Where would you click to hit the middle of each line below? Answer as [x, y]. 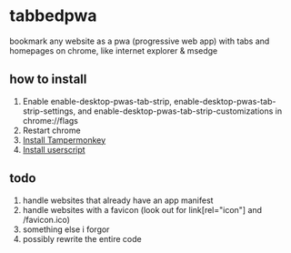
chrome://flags [50, 120]
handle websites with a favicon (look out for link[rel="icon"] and [142, 209]
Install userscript [54, 149]
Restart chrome [51, 130]
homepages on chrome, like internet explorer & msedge [114, 50]
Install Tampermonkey [64, 140]
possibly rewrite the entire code [82, 238]
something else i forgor [66, 229]
